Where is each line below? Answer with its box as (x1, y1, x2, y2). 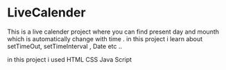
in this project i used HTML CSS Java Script (7, 55, 132, 63)
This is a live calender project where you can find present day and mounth (7, 27, 220, 36)
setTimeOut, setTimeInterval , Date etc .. (7, 42, 123, 50)
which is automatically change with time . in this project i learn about (7, 34, 203, 43)
